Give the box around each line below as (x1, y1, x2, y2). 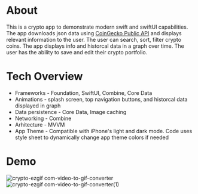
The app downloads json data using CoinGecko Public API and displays (6, 29, 182, 36)
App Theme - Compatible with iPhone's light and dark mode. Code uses (14, 127, 193, 134)
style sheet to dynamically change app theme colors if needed (14, 134, 169, 141)
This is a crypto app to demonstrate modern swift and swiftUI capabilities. (6, 23, 188, 30)
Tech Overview (6, 70, 83, 84)
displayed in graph (14, 102, 61, 109)
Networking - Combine (14, 115, 72, 122)
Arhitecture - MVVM (14, 121, 65, 128)
